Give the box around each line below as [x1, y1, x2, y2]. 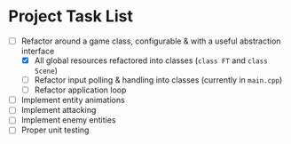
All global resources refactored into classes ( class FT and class [34, 55, 268, 66]
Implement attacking [20, 105, 97, 116]
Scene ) [34, 65, 59, 76]
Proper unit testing [20, 124, 90, 135]
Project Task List [8, 6, 134, 27]
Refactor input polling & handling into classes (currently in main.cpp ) [34, 75, 283, 85]
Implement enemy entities [20, 115, 116, 125]
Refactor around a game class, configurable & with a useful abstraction [20, 36, 281, 46]
